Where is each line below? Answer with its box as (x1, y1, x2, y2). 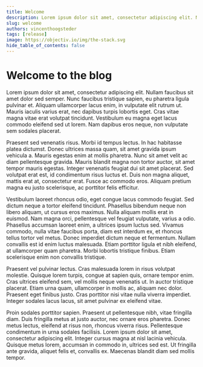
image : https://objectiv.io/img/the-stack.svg (6, 37, 126, 43)
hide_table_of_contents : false (6, 43, 85, 49)
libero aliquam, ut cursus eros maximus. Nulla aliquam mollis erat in (6, 208, 174, 215)
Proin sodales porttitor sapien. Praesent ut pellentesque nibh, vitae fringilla (6, 309, 192, 316)
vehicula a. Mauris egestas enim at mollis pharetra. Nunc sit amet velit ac (6, 152, 188, 159)
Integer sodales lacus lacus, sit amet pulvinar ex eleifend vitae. (6, 297, 163, 304)
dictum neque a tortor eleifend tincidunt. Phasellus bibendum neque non (6, 202, 187, 209)
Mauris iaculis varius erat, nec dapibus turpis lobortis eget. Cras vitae (6, 108, 179, 115)
